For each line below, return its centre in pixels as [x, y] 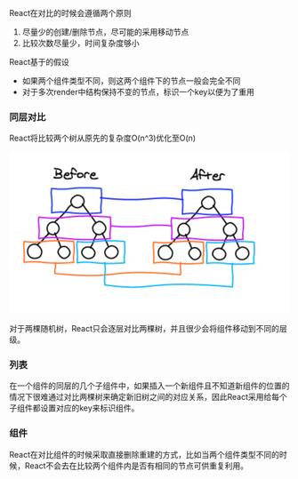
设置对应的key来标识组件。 [89, 408]
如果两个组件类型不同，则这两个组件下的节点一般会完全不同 [131, 81]
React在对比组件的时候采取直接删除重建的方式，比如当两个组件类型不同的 [145, 454]
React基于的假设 [39, 62]
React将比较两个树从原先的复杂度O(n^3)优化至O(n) [103, 138]
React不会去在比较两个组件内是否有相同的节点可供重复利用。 [137, 466]
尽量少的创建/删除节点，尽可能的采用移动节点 [105, 32]
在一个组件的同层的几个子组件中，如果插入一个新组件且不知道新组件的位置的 [149, 386]
